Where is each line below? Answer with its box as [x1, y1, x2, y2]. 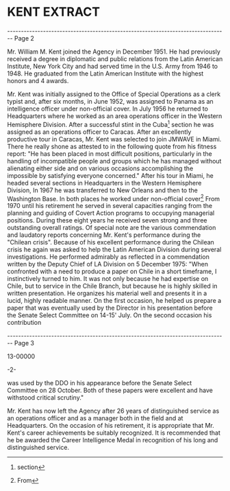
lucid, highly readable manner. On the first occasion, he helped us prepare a [7, 297, 222, 305]
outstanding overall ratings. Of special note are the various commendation [7, 224, 216, 232]
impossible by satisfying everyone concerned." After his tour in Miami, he [7, 171, 214, 179]
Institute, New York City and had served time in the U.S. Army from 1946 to [7, 62, 218, 70]
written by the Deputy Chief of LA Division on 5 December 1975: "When [7, 260, 209, 269]
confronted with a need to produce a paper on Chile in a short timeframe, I [7, 267, 217, 275]
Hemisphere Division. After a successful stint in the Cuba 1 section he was [7, 119, 214, 128]
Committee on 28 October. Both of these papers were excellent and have [7, 386, 214, 395]
